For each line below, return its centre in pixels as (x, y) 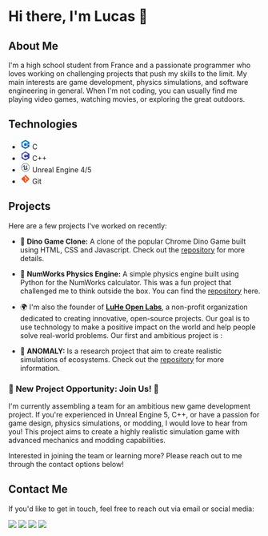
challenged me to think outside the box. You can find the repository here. (140, 291)
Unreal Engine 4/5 (62, 169)
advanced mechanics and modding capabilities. (87, 440)
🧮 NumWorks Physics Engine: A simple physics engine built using (129, 274)
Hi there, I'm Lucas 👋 (78, 16)
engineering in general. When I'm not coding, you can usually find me (123, 91)
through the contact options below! (66, 464)
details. (32, 258)
